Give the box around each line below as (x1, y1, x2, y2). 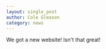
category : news (6, 20, 44, 26)
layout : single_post (6, 8, 58, 15)
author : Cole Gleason (6, 14, 60, 20)
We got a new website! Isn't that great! (6, 36, 101, 44)
